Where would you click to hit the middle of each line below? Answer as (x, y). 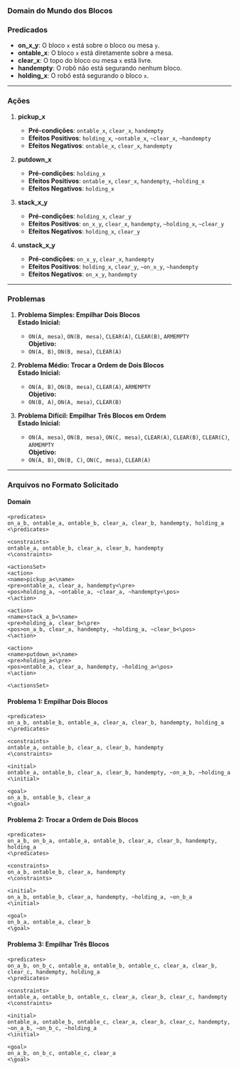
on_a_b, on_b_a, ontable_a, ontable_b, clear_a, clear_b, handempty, (113, 841)
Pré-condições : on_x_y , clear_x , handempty (91, 258)
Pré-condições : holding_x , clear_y (80, 216)
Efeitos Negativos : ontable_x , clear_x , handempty (100, 146)
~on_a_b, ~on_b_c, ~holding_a (52, 1028)
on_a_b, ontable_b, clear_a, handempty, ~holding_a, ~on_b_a (100, 897)
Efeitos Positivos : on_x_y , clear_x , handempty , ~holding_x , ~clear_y (126, 223)
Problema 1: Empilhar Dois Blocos (58, 701)
